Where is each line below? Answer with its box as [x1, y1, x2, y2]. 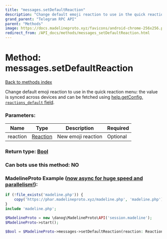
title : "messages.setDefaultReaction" [5, 7, 85, 12]
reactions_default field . [5, 99, 55, 105]
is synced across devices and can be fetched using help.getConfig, [5, 94, 143, 100]
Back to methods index [5, 79, 52, 85]
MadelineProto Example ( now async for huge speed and [5, 175, 143, 182]
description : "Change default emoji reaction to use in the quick [5, 12, 146, 17]
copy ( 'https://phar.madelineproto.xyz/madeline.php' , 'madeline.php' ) [14, 197, 164, 202]
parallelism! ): [5, 181, 38, 188]
